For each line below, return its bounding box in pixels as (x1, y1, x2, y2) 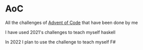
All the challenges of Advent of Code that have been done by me (5, 19, 138, 25)
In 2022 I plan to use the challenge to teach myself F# (5, 38, 116, 45)
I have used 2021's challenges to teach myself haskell (5, 29, 116, 35)
